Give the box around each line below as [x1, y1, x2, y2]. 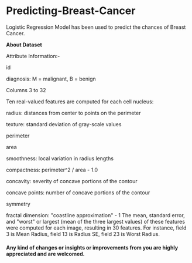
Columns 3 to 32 [6, 86, 46, 93]
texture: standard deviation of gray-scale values [6, 120, 122, 127]
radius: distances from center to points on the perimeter [6, 109, 141, 116]
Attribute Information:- [6, 52, 60, 59]
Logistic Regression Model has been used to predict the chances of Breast [6, 23, 186, 31]
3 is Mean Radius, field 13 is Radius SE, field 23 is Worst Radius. [6, 230, 160, 237]
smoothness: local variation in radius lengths [6, 154, 114, 162]
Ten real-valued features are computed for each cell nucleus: [6, 98, 154, 105]
